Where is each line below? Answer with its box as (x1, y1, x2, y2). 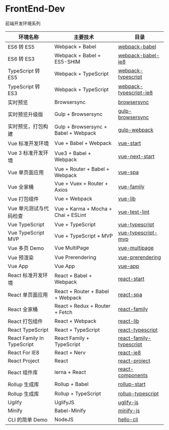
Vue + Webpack (54, 195, 93, 202)
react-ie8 (118, 349, 141, 356)
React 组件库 (8, 369, 38, 376)
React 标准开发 (8, 272, 43, 279)
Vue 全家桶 (8, 183, 34, 190)
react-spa (118, 291, 142, 298)
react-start (118, 275, 145, 282)
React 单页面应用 (8, 291, 48, 298)
